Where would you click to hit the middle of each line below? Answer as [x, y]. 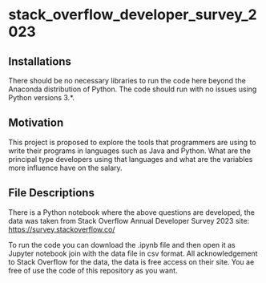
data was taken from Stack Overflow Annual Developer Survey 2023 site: [129, 220]
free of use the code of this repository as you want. [93, 270]
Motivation [36, 123]
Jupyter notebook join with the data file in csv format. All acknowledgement [133, 253]
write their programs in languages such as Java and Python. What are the [129, 151]
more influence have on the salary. [65, 168]
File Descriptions [51, 193]
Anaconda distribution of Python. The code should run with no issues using [133, 89]
